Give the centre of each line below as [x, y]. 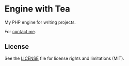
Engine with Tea [37, 9]
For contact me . [20, 31]
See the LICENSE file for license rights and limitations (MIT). [64, 58]
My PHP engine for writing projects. [40, 22]
